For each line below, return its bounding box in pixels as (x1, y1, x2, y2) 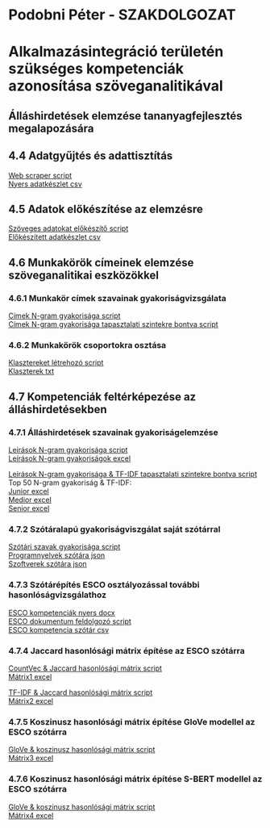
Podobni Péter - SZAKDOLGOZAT (8, 6, 236, 24)
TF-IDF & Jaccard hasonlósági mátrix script (8, 688, 153, 697)
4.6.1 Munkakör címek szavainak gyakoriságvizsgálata (8, 292, 227, 303)
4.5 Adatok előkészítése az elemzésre (8, 202, 204, 215)
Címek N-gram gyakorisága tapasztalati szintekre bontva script (8, 320, 219, 329)
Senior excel (8, 504, 50, 513)
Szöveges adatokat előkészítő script (8, 224, 129, 233)
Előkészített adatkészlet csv (8, 232, 101, 242)
